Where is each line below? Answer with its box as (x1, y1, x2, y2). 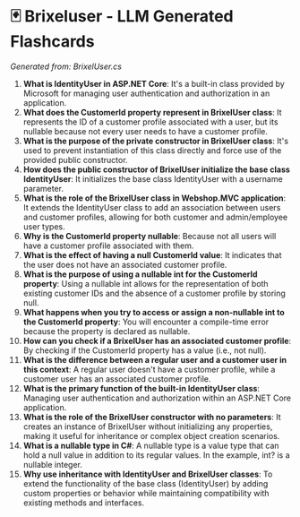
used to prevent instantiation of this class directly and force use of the (22, 144, 282, 156)
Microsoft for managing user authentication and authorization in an (22, 88, 270, 99)
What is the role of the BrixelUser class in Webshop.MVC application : (22, 193, 287, 203)
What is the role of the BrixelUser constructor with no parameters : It (22, 411, 281, 422)
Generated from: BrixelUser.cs (10, 61, 122, 72)
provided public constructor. (22, 154, 128, 165)
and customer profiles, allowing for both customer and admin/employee (22, 211, 288, 222)
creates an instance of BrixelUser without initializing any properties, (22, 421, 273, 432)
